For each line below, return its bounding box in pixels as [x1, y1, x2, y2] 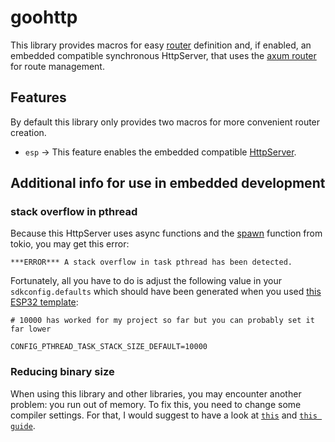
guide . [10, 419, 36, 431]
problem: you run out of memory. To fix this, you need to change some [10, 398, 302, 410]
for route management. [10, 60, 105, 72]
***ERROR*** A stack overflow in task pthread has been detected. [10, 257, 293, 268]
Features [10, 89, 67, 106]
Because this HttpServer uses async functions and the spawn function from [10, 227, 323, 240]
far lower [10, 324, 52, 335]
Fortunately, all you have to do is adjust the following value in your [10, 275, 282, 287]
